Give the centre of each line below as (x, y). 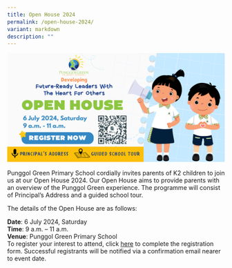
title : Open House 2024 (41, 15)
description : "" (30, 37)
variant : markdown (33, 29)
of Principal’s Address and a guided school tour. (75, 195)
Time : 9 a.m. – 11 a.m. (38, 229)
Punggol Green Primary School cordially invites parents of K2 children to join (116, 173)
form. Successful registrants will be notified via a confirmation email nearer (114, 251)
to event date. (27, 258)
